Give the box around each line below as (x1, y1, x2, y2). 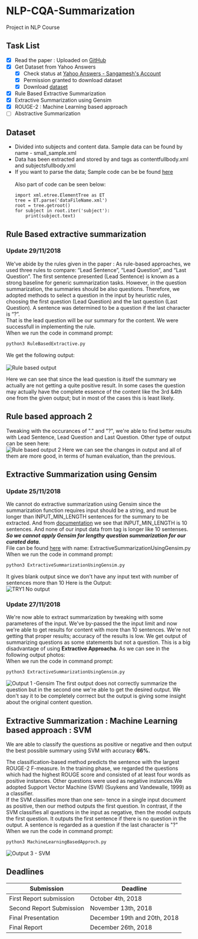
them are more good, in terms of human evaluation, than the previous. (6, 452, 176, 459)
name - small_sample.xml (14, 150, 77, 157)
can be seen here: (6, 439, 50, 447)
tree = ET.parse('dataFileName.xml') (14, 197, 108, 203)
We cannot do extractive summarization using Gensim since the (6, 501, 161, 508)
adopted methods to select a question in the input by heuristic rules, (6, 292, 172, 299)
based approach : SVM (6, 725, 92, 735)
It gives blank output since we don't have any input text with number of (6, 573, 179, 580)
